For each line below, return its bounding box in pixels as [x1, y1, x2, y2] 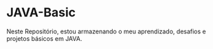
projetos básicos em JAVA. [6, 34, 82, 42]
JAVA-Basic [6, 5, 76, 20]
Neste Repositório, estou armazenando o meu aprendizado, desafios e [6, 27, 207, 35]
